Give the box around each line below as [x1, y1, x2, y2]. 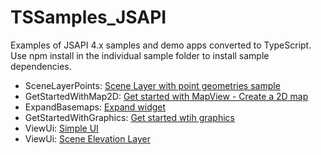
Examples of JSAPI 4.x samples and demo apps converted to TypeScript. [10, 39, 312, 51]
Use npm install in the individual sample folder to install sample [10, 49, 270, 61]
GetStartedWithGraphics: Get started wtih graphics [24, 111, 235, 123]
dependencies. [10, 60, 72, 72]
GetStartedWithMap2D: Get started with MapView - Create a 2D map [24, 90, 309, 102]
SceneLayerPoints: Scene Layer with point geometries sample [24, 79, 281, 91]
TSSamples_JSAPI [10, 6, 167, 29]
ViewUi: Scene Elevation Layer [24, 132, 152, 145]
